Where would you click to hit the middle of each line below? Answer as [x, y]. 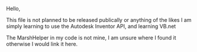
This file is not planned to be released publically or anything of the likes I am [99, 20]
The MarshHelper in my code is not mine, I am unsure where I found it [91, 38]
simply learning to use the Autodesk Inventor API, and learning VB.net [91, 26]
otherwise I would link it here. [42, 44]
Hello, [13, 9]
